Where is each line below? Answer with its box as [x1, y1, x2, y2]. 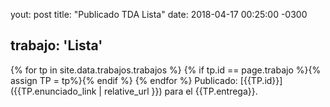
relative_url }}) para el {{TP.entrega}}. [103, 85, 258, 97]
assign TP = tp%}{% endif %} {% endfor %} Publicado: [10, 74, 238, 86]
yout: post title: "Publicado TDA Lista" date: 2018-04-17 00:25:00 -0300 [10, 9, 308, 20]
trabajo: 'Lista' [10, 37, 103, 54]
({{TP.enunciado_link [10, 85, 97, 97]
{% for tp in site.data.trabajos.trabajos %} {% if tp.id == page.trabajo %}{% [10, 64, 322, 76]
